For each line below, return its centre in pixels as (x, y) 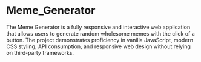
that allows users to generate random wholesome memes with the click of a (100, 33)
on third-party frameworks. (40, 52)
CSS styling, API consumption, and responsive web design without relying (98, 46)
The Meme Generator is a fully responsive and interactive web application (98, 27)
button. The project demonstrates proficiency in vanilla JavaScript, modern (100, 40)
